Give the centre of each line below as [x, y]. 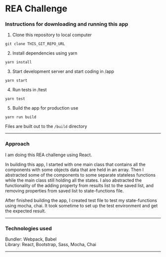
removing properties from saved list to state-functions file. [64, 191]
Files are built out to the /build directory [46, 127]
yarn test [15, 99]
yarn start [16, 81]
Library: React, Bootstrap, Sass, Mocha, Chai [51, 245]
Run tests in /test [29, 90]
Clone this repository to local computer [52, 35]
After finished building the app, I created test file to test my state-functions [81, 200]
